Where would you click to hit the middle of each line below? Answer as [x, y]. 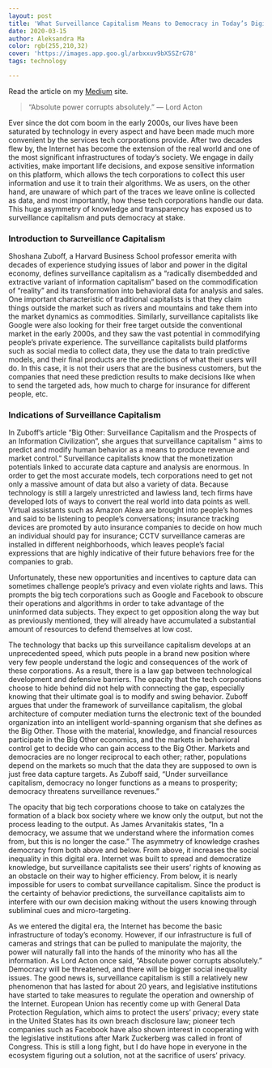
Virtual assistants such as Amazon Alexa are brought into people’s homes [131, 510]
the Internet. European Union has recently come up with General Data [124, 1004]
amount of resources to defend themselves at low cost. [100, 629]
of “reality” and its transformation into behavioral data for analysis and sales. [136, 291]
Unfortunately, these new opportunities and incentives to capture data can [132, 577]
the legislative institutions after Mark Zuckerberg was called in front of [125, 1038]
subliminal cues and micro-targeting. [70, 911]
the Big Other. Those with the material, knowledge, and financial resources [133, 731]
